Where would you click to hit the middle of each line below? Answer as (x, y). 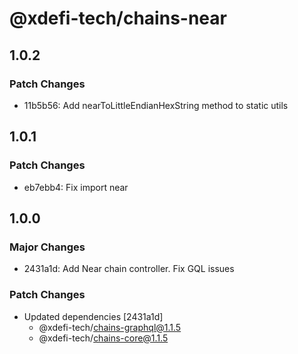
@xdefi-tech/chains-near (118, 18)
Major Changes (47, 247)
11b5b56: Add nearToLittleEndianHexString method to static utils (156, 105)
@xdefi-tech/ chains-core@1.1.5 (103, 338)
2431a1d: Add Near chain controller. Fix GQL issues (129, 269)
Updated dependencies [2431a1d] (93, 316)
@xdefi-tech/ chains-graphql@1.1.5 (110, 327)
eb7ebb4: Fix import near (76, 187)
